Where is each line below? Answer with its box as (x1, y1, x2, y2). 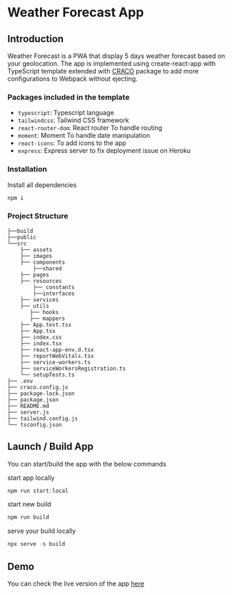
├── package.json (7, 396, 59, 404)
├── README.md (7, 402, 50, 409)
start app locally (7, 473, 55, 482)
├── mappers (29, 315, 66, 322)
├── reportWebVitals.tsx (20, 352, 94, 359)
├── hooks (29, 309, 59, 316)
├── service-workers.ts (20, 359, 91, 366)
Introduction (7, 33, 64, 45)
